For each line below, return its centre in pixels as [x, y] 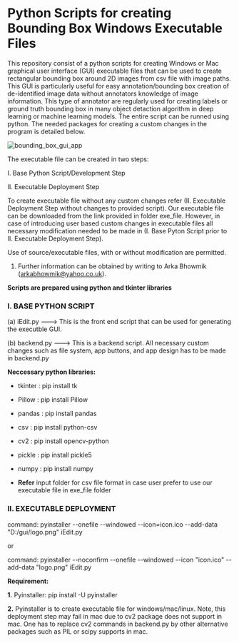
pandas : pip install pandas [57, 414]
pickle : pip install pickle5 [55, 455]
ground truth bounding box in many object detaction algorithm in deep [111, 108]
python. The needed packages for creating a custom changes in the [107, 123]
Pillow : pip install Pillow [52, 400]
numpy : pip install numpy [56, 469]
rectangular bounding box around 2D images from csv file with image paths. [119, 78]
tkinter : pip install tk [47, 386]
